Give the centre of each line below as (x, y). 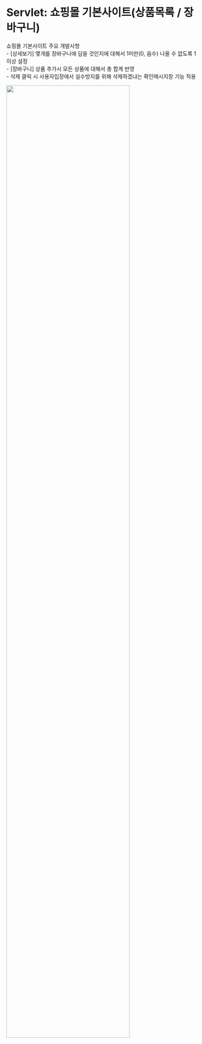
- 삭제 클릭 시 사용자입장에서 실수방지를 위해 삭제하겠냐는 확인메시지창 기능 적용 (101, 76)
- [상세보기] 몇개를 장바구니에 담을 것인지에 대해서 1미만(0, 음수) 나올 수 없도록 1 (101, 53)
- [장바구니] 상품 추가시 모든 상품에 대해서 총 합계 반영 (70, 68)
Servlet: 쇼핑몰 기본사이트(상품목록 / (94, 13)
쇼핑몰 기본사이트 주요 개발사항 (43, 46)
